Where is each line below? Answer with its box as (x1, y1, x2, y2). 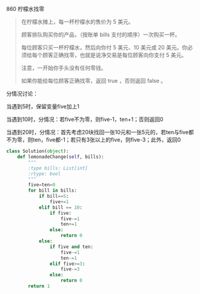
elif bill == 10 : (38, 204, 83, 211)
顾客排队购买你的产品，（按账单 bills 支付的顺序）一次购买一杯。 (21, 31, 181, 38)
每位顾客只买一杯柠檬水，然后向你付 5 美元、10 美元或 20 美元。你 (21, 44, 188, 51)
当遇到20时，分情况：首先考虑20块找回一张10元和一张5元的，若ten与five (6, 129, 189, 136)
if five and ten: (49, 244, 94, 250)
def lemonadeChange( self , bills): (17, 154, 104, 160)
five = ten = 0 (28, 182, 56, 188)
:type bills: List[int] (28, 165, 88, 171)
